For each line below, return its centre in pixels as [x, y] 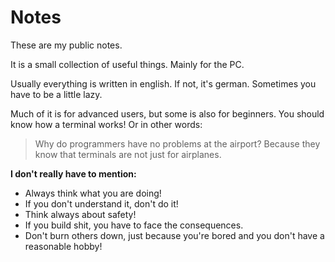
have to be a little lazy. [56, 94]
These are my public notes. [66, 45]
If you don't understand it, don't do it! [101, 203]
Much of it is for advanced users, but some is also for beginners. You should [167, 113]
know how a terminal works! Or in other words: [106, 124]
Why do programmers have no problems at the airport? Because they [177, 143]
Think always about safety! [80, 214]
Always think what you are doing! [93, 193]
